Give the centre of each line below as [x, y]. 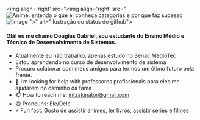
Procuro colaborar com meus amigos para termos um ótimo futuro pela [105, 69]
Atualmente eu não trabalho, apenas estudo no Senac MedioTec [96, 56]
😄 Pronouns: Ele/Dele [43, 104]
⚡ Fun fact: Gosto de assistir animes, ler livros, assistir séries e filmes [102, 111]
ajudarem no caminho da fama [53, 88]
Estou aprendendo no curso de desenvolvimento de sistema [91, 62]
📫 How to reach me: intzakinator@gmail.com [72, 95]
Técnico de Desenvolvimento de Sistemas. [62, 42]
